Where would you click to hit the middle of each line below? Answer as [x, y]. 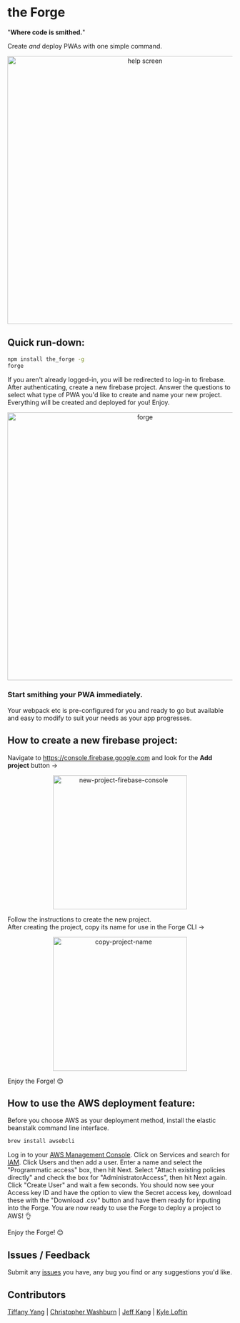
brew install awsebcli [41, 1141]
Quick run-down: [46, 343]
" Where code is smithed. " [46, 32]
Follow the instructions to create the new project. [79, 919]
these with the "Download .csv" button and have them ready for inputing [114, 1200]
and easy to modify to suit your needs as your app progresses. [100, 718]
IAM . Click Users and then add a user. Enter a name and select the [105, 1162]
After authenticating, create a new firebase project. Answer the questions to [119, 387]
